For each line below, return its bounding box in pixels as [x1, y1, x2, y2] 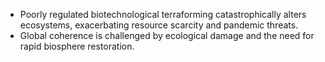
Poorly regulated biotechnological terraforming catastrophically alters [19, 9, 307, 20]
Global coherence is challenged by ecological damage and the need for [19, 30, 315, 41]
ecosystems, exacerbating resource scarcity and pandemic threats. [19, 19, 299, 31]
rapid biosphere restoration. [19, 40, 135, 52]
